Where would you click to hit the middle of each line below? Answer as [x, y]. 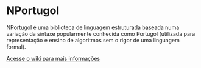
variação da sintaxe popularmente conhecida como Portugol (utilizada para [101, 33]
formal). [16, 47]
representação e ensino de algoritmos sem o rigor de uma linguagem [93, 40]
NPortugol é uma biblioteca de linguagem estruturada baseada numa [93, 27]
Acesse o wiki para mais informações [53, 58]
